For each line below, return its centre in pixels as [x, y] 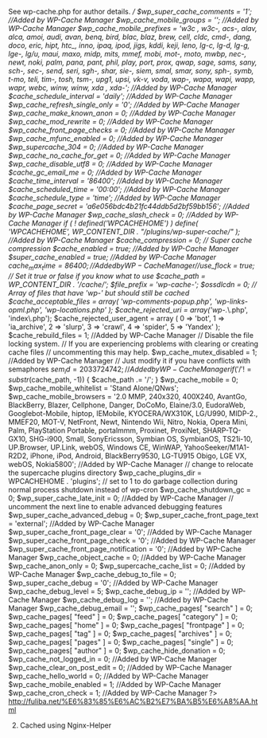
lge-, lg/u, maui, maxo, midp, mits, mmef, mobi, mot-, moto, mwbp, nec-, [128, 54]
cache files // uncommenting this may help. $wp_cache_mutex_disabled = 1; [133, 352]
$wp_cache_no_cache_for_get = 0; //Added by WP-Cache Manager [119, 155]
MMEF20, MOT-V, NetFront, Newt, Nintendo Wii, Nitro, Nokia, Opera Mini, [128, 422]
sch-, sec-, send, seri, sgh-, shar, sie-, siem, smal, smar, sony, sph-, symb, [131, 71]
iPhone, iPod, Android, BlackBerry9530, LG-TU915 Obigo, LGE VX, [139, 455]
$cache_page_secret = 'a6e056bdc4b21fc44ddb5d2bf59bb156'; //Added [129, 206]
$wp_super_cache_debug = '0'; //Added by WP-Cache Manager [113, 583]
